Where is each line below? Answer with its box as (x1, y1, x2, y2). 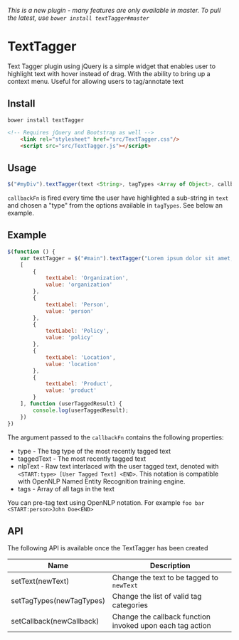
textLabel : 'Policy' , (45, 327, 110, 335)
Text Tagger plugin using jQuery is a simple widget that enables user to (7, 62, 216, 70)
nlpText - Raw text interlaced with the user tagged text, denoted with (17, 462, 219, 470)
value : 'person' (45, 307, 94, 315)
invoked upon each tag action (112, 621, 211, 631)
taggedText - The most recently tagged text (17, 454, 147, 463)
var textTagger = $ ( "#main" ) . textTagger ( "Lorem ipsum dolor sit (20, 255, 215, 262)
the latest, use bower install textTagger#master (7, 14, 149, 22)
